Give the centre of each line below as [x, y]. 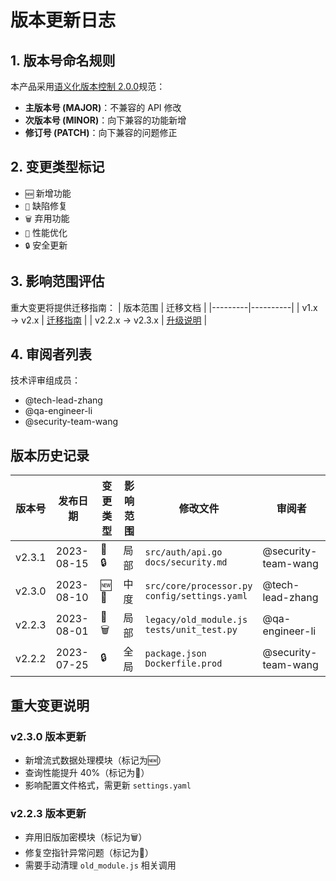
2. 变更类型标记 [57, 167]
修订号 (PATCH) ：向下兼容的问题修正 [101, 132]
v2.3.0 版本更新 [48, 736]
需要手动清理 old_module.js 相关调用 [100, 865]
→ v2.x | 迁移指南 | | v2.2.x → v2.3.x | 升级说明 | [109, 320]
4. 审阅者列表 [51, 354]
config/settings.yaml [196, 596]
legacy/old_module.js [196, 620]
